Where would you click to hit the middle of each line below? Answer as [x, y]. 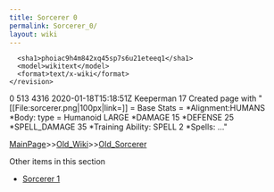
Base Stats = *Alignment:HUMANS [201, 108]
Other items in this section [57, 162]
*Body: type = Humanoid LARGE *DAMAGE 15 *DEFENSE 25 [122, 118]
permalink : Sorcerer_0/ [54, 26]
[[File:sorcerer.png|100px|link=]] [69, 108]
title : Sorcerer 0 [43, 17]
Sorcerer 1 [41, 179]
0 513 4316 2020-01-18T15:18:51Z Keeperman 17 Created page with [133, 98]
